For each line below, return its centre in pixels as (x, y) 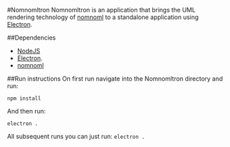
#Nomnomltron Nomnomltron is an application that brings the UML (101, 10)
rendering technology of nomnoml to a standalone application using (103, 17)
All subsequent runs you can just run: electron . (76, 136)
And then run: (26, 111)
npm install (24, 98)
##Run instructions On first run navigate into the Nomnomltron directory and (115, 79)
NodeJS (28, 51)
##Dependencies (32, 38)
